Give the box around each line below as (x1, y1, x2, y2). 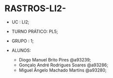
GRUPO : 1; (11, 38, 34, 44)
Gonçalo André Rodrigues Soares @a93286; (19, 62, 108, 68)
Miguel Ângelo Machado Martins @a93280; (19, 67, 107, 73)
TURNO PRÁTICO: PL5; (11, 28, 58, 34)
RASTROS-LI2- (4, 3, 66, 14)
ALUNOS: (11, 47, 31, 53)
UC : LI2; (11, 19, 30, 25)
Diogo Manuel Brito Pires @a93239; (19, 57, 91, 62)
